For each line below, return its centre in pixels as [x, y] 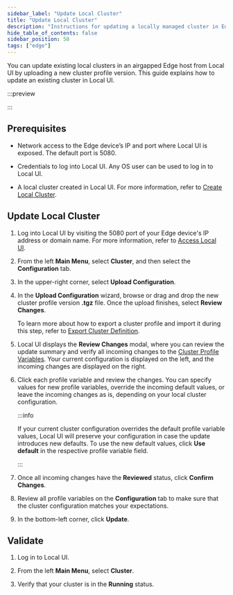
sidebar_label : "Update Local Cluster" [65, 14]
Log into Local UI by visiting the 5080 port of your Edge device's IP [113, 233]
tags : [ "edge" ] [29, 46]
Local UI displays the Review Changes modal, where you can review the [121, 344]
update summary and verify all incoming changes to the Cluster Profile [118, 351]
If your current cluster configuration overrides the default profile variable [121, 428]
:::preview [21, 94]
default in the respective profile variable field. [83, 450]
